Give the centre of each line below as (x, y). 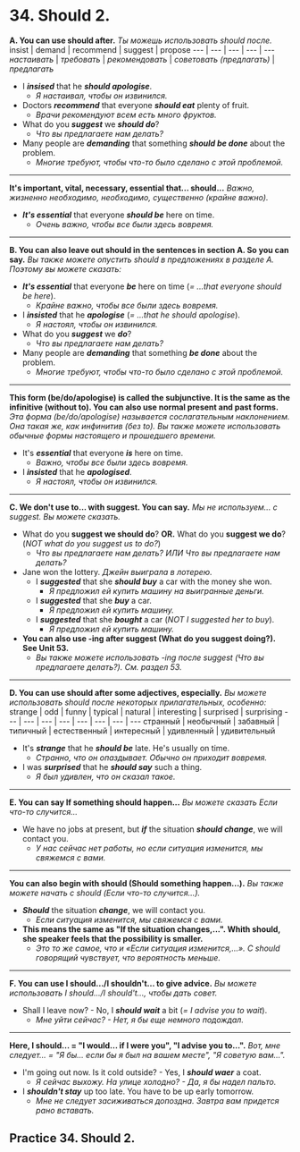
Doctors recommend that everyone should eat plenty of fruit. (136, 105)
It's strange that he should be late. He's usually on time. (126, 748)
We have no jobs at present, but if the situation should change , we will (152, 829)
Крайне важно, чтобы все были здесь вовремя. (127, 305)
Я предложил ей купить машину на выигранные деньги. (157, 590)
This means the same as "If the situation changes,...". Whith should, (151, 929)
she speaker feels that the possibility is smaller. (112, 938)
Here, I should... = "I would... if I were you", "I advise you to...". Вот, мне (145, 1045)
